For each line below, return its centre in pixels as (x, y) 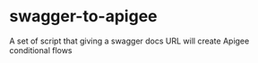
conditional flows (41, 50)
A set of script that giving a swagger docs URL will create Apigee (129, 41)
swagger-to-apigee (84, 16)
